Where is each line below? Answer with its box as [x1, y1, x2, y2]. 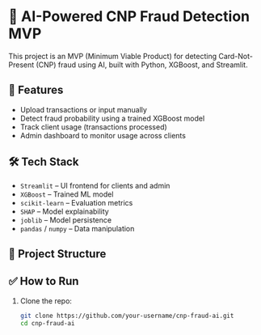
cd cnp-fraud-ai [19, 319, 75, 327]
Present [8, 60, 35, 70]
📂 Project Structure [8, 247, 107, 261]
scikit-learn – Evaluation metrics [19, 197, 133, 207]
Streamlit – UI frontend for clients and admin [19, 180, 170, 190]
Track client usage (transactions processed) [19, 121, 167, 132]
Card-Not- [217, 51, 253, 61]
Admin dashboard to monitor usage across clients [19, 130, 186, 140]
